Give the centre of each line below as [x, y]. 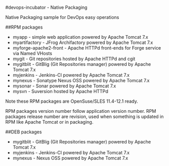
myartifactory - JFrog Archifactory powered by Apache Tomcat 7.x [83, 42]
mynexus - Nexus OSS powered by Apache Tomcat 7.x [70, 158]
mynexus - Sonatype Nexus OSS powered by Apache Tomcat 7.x [81, 80]
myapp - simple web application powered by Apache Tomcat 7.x [80, 37]
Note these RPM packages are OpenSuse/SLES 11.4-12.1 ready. [72, 101]
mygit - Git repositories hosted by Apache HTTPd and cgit [74, 59]
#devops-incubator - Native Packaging [46, 7]
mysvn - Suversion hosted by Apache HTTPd [60, 91]
